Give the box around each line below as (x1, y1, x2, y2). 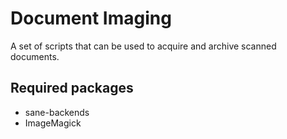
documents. (10, 50, 60, 62)
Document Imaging (10, 7, 172, 30)
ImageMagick (24, 117, 82, 129)
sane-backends (24, 106, 90, 118)
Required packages (10, 80, 134, 97)
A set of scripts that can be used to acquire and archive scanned (10, 40, 277, 52)
